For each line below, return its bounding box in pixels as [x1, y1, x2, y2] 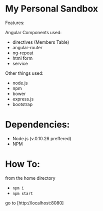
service [12, 60, 28, 66]
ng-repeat [12, 50, 33, 56]
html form [12, 55, 33, 61]
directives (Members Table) [12, 39, 69, 45]
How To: [5, 159, 40, 170]
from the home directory [5, 175, 56, 181]
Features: [5, 20, 25, 26]
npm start [12, 191, 33, 196]
